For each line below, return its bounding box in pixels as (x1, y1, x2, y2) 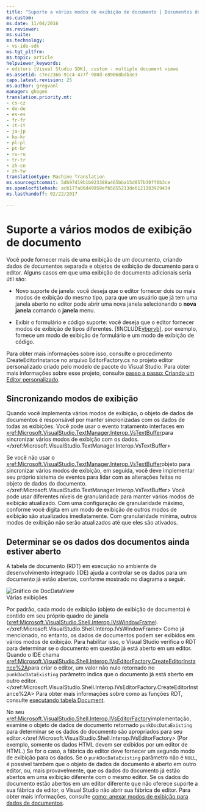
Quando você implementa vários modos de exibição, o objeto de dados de (6, 410, 193, 417)
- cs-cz (6, 100, 26, 106)
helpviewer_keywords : (6, 60, 62, 66)
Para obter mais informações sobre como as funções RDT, (35, 690, 183, 698)
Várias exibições (6, 594, 48, 601)
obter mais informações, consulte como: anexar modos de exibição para (6, 793, 189, 800)
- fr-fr (6, 117, 26, 123)
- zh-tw (6, 168, 26, 174)
